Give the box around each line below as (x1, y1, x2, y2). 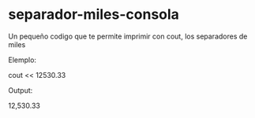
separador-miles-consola (8, 6, 180, 24)
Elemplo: (8, 55, 37, 65)
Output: (8, 85, 33, 95)
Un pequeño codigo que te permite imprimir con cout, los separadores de (8, 31, 248, 41)
